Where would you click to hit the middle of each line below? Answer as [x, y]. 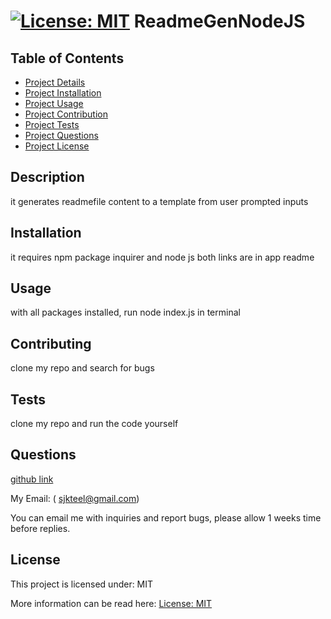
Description [47, 177]
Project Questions [61, 135]
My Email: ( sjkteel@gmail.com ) [75, 498]
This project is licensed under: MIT [82, 584]
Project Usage [54, 103]
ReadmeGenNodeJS [219, 21]
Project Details [55, 82]
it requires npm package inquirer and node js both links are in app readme [162, 257]
